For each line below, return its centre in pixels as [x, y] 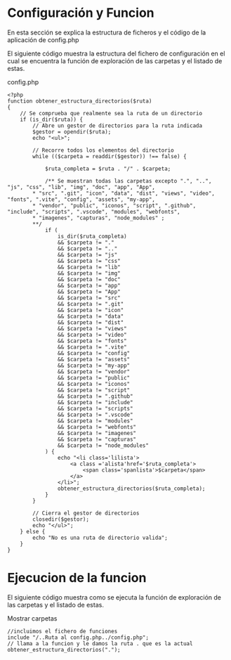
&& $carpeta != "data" [91, 316]
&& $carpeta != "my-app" [94, 365]
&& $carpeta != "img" [89, 273]
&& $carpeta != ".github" [95, 396]
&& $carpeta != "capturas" [97, 439]
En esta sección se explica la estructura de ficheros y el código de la [107, 32]
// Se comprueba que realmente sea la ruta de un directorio [111, 113]
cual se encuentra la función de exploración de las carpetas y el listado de [115, 60]
